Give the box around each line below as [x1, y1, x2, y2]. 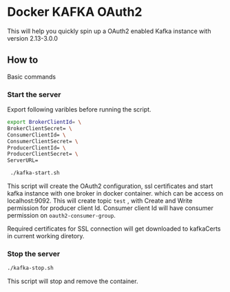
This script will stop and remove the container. [7, 277, 138, 286]
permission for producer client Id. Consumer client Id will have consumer [7, 204, 213, 212]
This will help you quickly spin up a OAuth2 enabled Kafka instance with [7, 27, 211, 35]
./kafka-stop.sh [7, 264, 54, 272]
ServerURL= [7, 157, 39, 164]
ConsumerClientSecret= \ [7, 138, 79, 145]
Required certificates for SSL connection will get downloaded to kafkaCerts [7, 225, 221, 233]
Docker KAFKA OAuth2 [7, 4, 143, 20]
